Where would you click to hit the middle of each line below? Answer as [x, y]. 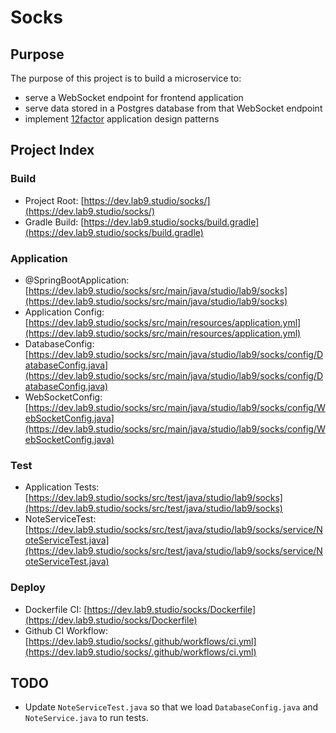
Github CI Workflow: [66, 630]
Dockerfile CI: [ [56, 609]
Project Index [52, 150]
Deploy [28, 588]
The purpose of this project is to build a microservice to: [126, 78]
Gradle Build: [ [54, 222]
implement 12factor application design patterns [122, 119]
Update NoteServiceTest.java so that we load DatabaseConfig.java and [171, 707]
